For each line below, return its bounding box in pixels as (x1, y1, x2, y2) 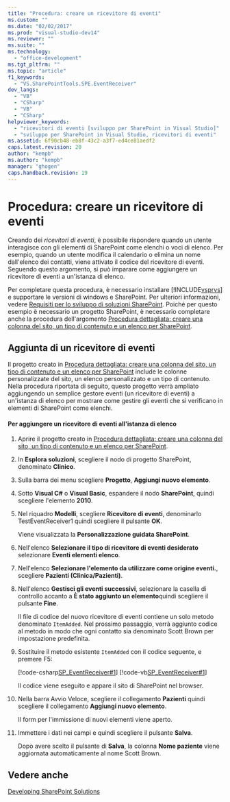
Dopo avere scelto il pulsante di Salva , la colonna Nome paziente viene (17, 742, 220, 751)
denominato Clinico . (17, 463, 76, 471)
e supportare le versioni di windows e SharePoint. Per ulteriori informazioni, (8, 293, 221, 302)
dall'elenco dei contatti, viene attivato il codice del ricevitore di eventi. (8, 258, 205, 266)
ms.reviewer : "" (8, 36, 54, 42)
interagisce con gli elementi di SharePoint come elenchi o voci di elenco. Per (8, 243, 224, 252)
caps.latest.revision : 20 (8, 144, 81, 151)
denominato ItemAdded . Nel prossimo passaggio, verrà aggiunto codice (17, 620, 218, 628)
